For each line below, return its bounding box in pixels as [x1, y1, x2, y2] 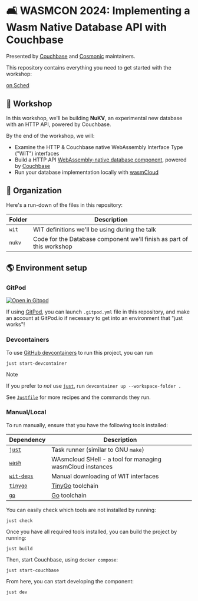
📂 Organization [6, 186, 62, 196]
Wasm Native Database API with [6, 21, 167, 34]
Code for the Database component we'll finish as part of [33, 235, 189, 243]
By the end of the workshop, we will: [6, 132, 95, 139]
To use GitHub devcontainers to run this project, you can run [6, 349, 153, 356]
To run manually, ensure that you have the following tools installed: [6, 421, 168, 428]
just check [6, 517, 33, 524]
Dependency [9, 435, 46, 444]
